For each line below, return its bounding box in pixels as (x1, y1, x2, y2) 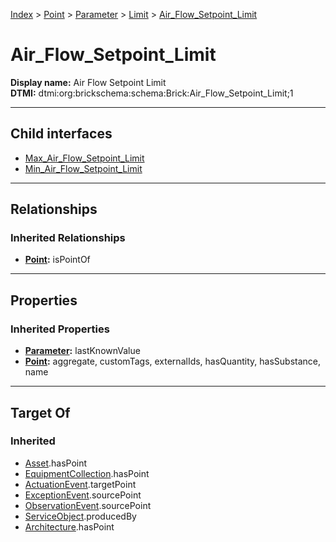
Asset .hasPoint (24, 457, 88, 469)
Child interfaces (10, 125, 113, 143)
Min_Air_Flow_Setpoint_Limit (24, 162, 143, 174)
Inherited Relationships (10, 231, 126, 245)
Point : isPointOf (24, 254, 91, 266)
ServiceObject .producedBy (24, 510, 137, 522)
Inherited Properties (10, 322, 110, 336)
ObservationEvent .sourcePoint (24, 499, 152, 511)
